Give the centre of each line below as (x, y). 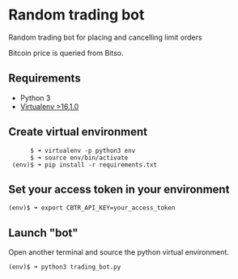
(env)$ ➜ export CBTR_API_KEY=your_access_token (92, 208)
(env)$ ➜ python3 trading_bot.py (65, 267)
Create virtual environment (78, 132)
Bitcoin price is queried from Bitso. (66, 53)
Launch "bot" (43, 232)
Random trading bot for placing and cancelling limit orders (105, 37)
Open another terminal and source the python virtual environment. (119, 252)
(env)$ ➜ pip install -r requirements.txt (85, 165)
